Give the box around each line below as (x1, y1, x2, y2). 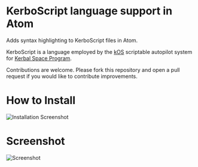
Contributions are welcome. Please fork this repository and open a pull (6, 66, 180, 73)
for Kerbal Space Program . (6, 54, 72, 62)
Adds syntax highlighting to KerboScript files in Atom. (6, 37, 138, 44)
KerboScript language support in (6, 4, 172, 18)
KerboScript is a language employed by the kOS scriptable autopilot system (6, 48, 193, 55)
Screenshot (6, 135, 65, 148)
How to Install (6, 94, 76, 107)
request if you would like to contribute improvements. (6, 72, 138, 80)
